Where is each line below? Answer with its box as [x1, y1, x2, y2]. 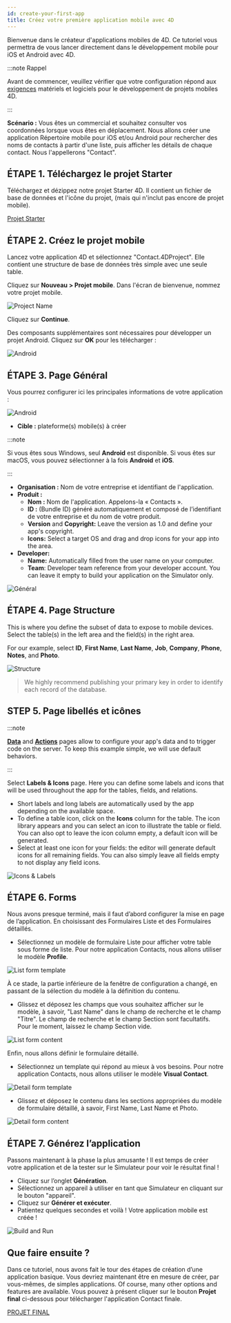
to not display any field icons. [17, 858, 101, 866]
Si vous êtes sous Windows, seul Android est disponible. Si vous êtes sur [7, 448, 216, 457]
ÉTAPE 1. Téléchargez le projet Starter [7, 167, 172, 180]
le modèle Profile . [17, 953, 68, 961]
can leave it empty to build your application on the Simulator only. [27, 571, 214, 579]
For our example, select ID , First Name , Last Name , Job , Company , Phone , [7, 644, 222, 652]
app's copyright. [27, 527, 74, 535]
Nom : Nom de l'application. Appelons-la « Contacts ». [27, 498, 183, 506]
